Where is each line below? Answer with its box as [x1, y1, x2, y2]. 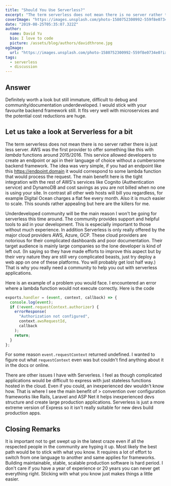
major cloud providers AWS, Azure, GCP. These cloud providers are [5, 232, 147, 238]
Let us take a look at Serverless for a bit [5, 128, 133, 136]
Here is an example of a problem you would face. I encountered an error [5, 279, 157, 285]
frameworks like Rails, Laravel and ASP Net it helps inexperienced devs [5, 394, 155, 400]
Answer [5, 83, 31, 92]
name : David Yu [10, 31, 42, 36]
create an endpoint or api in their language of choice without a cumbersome [5, 157, 165, 163]
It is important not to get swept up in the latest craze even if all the [5, 438, 144, 444]
